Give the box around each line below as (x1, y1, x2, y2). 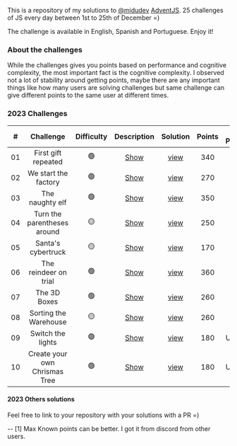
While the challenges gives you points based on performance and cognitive (7, 61, 227, 69)
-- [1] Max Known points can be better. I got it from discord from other (7, 424, 211, 433)
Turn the (34, 209, 62, 219)
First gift (34, 148, 62, 158)
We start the (28, 168, 68, 178)
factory (35, 177, 60, 187)
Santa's (35, 238, 61, 248)
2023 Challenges (7, 109, 68, 119)
